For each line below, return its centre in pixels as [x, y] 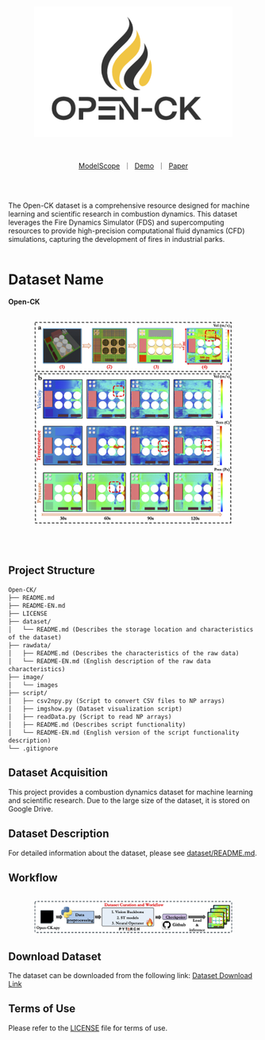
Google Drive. [31, 808]
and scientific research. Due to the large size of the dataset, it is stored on [129, 800]
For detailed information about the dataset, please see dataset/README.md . [133, 853]
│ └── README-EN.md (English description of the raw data [110, 661]
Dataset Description [59, 834]
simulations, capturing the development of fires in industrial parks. [117, 240]
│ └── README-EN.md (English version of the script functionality [124, 732]
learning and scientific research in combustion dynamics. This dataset [123, 214]
